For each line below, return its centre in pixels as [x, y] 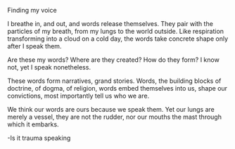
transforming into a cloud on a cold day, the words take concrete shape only [118, 39]
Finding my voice [32, 10]
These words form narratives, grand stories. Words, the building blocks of [114, 81]
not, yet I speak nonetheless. [49, 67]
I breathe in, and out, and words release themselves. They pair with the [110, 24]
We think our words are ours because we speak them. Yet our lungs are [111, 109]
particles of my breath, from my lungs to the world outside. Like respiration [115, 31]
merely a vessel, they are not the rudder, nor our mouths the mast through [114, 117]
